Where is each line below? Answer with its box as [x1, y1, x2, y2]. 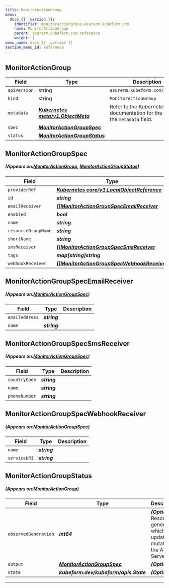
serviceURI [8, 455, 34, 461]
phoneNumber [8, 393, 37, 399]
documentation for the [110, 109, 162, 116]
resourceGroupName [8, 228, 52, 233]
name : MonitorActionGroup [14, 26, 69, 31]
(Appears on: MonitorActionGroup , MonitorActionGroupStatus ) [5, 163, 139, 169]
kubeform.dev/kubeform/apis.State [59, 569, 146, 576]
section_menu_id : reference [5, 45, 64, 50]
